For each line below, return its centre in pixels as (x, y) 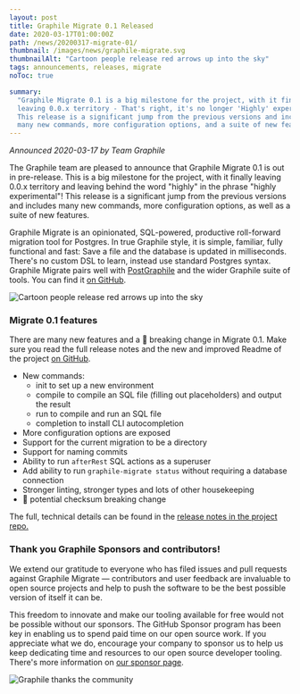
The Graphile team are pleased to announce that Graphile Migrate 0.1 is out (147, 168)
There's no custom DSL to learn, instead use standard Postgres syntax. (140, 261)
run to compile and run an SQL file (99, 414)
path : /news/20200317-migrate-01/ (74, 42)
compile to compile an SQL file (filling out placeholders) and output (158, 395)
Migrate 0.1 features (54, 321)
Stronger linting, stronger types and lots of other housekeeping (138, 490)
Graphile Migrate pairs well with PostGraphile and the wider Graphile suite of (150, 271)
